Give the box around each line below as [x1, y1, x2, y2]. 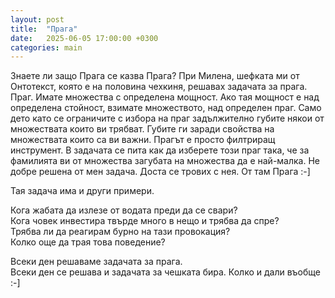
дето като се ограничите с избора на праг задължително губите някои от [10, 112, 325, 125]
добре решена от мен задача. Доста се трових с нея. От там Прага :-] [10, 166, 311, 178]
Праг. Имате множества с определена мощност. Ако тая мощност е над [10, 91, 320, 103]
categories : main [10, 42, 83, 53]
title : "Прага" [10, 24, 78, 34]
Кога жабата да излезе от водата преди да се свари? [10, 204, 238, 216]
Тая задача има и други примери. [10, 185, 155, 197]
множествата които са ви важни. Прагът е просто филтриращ [10, 134, 276, 146]
